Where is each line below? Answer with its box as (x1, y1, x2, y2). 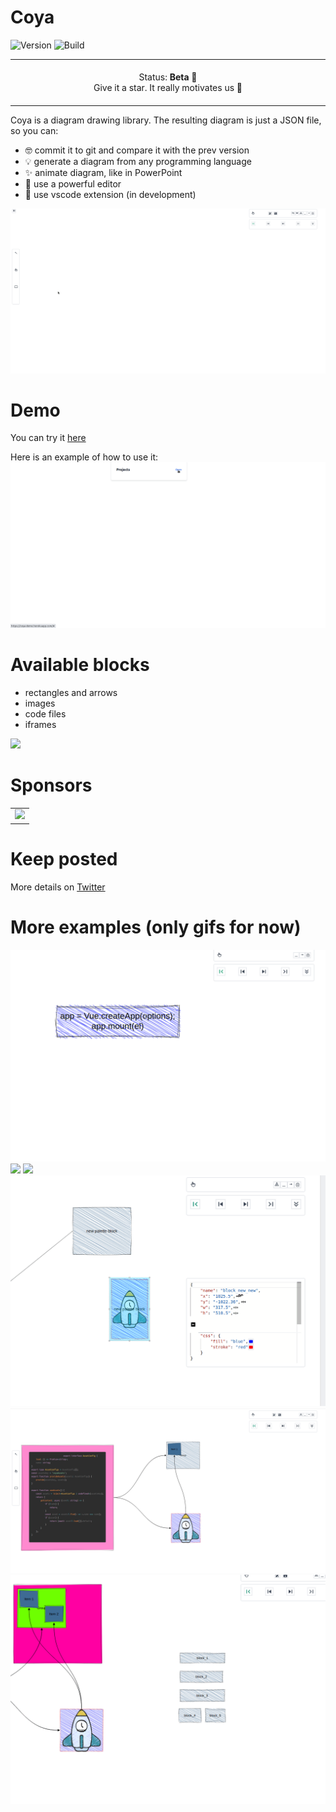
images (24, 697, 56, 709)
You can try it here (10, 432, 87, 444)
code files (24, 707, 67, 720)
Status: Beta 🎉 (138, 71, 198, 83)
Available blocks (10, 653, 150, 676)
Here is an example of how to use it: (10, 451, 159, 463)
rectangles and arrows (24, 686, 118, 698)
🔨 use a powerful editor (24, 178, 122, 190)
